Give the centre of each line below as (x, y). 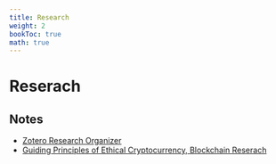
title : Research (39, 17)
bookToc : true (36, 34)
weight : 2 (28, 26)
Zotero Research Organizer (72, 141)
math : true (29, 42)
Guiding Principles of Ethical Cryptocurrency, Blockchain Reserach (144, 150)
